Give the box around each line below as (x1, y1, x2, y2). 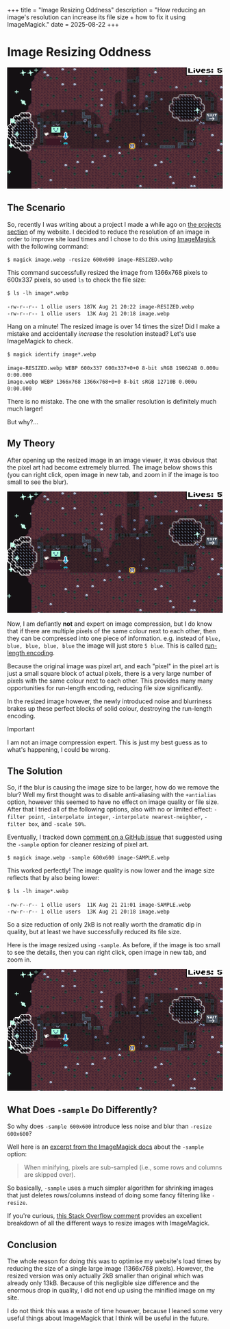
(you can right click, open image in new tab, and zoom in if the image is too (7, 470, 219, 478)
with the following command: (7, 242, 89, 250)
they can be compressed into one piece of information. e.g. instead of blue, (7, 634, 221, 642)
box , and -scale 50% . (28, 820, 86, 828)
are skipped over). (23, 1171, 76, 1179)
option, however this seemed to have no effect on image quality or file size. (7, 798, 219, 806)
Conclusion (7, 1239, 57, 1250)
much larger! (7, 404, 43, 413)
